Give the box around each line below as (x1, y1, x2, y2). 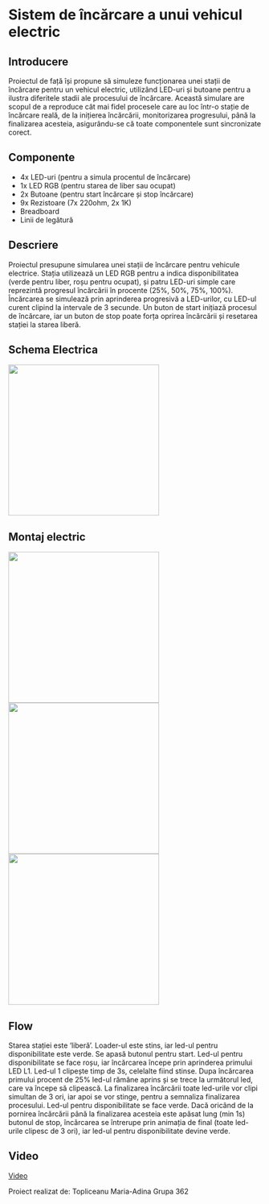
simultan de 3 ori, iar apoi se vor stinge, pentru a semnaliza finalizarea (8, 1092, 241, 1102)
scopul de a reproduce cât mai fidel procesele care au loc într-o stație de (8, 102, 250, 111)
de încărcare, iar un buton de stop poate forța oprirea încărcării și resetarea (8, 311, 259, 321)
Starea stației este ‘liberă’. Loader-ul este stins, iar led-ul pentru (8, 1041, 218, 1050)
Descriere (8, 238, 59, 252)
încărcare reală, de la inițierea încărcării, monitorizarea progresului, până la (8, 110, 256, 120)
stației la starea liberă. (8, 320, 82, 329)
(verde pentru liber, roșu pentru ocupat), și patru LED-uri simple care (8, 276, 236, 287)
